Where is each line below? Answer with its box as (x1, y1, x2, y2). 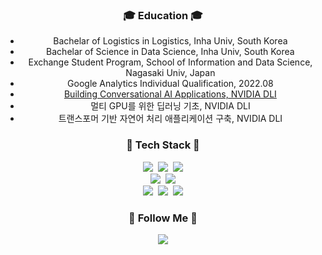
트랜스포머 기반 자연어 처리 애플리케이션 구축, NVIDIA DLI (58, 113, 283, 125)
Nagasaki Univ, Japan (125, 67, 216, 79)
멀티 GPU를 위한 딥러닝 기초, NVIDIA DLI (90, 100, 251, 112)
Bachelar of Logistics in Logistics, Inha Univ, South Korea (53, 35, 288, 47)
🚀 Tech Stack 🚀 (126, 138, 200, 152)
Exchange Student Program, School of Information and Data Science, (28, 56, 313, 68)
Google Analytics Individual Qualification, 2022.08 (67, 78, 274, 90)
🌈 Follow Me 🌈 (128, 211, 198, 225)
